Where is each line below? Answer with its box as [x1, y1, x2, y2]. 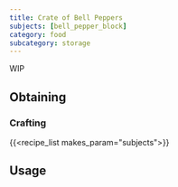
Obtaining [9, 89, 67, 105]
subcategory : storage [9, 38, 91, 48]
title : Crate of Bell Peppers [9, 13, 124, 23]
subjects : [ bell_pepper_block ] [9, 22, 127, 31]
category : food [9, 30, 67, 39]
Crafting [9, 117, 47, 129]
